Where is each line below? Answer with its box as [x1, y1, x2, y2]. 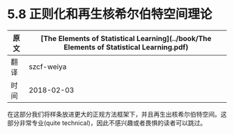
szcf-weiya [29, 62, 67, 72]
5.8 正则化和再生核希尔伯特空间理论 [7, 6, 212, 22]
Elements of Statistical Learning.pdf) [63, 42, 189, 52]
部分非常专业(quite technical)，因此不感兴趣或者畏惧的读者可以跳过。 [7, 119, 207, 127]
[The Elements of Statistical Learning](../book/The [40, 33, 212, 43]
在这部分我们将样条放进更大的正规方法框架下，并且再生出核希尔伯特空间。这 [7, 110, 227, 118]
